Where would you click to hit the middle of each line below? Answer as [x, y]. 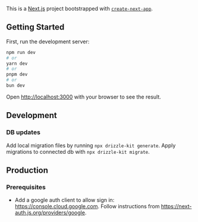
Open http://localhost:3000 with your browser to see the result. [84, 97]
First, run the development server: [48, 42]
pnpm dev [17, 74]
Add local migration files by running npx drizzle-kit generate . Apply [91, 145]
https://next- [176, 207]
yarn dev [17, 64]
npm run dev [21, 52]
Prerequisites [26, 187]
